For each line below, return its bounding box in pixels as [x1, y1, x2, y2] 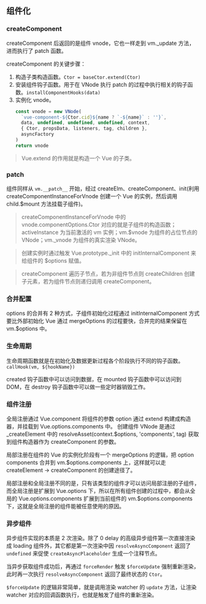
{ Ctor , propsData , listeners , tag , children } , [21, 125, 148, 132]
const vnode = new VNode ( [15, 108, 82, 115]
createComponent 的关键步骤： [6, 60, 86, 68]
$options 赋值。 [44, 257, 85, 265]
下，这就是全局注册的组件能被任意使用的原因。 [6, 503, 124, 509]
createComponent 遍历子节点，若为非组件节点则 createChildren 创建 [21, 270, 195, 277]
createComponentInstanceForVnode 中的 [21, 214, 126, 221]
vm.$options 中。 [6, 325, 51, 333]
